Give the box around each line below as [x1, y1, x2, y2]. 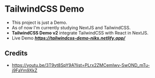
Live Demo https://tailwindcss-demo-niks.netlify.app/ [11, 35, 125, 41]
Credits [4, 49, 28, 58]
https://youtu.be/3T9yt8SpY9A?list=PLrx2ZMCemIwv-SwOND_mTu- [11, 62, 150, 68]
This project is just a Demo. [11, 19, 67, 25]
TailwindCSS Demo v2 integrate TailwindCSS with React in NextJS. [11, 30, 149, 36]
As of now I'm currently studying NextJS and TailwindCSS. [11, 24, 131, 30]
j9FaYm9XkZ [11, 67, 38, 73]
